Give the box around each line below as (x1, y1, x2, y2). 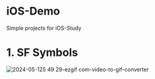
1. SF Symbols (6, 46, 78, 60)
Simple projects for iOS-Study (6, 24, 82, 32)
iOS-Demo (6, 4, 60, 18)
